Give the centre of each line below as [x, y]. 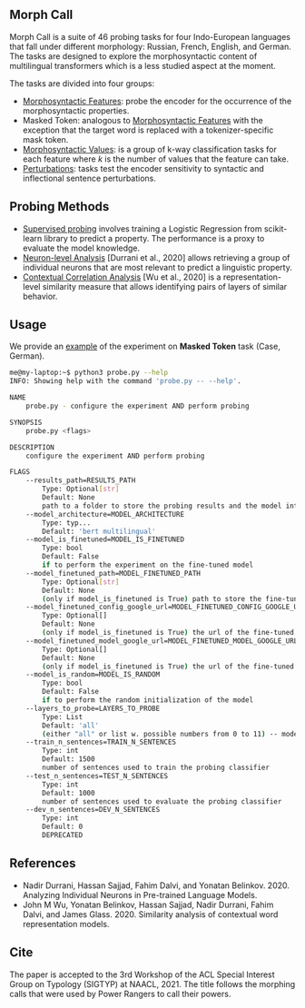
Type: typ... [67, 523]
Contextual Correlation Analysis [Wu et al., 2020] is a [122, 277]
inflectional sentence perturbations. [89, 178]
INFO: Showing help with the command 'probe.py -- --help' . [126, 381]
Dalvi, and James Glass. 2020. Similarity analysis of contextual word [150, 914]
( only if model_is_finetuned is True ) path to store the [152, 598]
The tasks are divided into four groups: [82, 83]
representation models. [66, 924]
